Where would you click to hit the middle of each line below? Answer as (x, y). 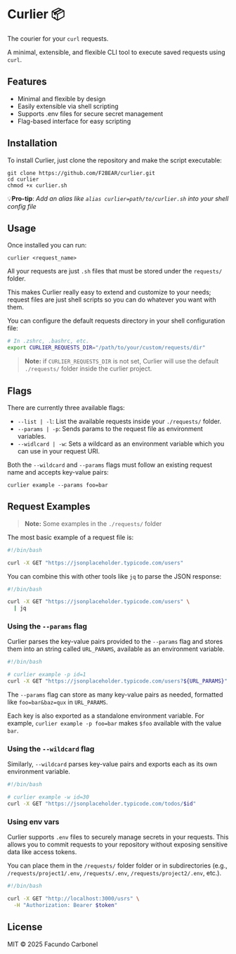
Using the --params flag (47, 626)
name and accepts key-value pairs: (58, 472)
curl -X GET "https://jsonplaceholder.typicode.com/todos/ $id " (102, 804)
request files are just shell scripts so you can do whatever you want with (112, 299)
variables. (32, 436)
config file (22, 206)
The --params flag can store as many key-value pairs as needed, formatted (115, 695)
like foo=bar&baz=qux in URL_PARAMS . (58, 702)
